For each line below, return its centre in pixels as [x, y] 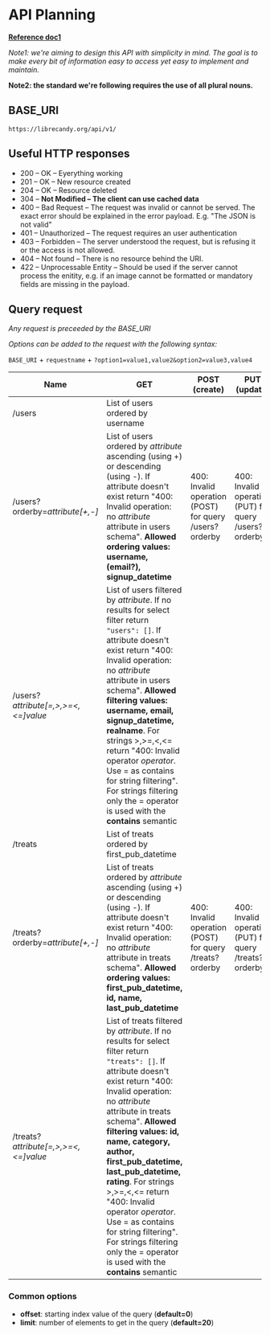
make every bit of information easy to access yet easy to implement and [129, 61]
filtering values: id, [143, 1132]
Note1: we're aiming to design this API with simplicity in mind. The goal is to [133, 52]
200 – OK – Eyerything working [71, 173]
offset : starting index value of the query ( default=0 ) [106, 1314]
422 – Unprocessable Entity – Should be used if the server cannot [129, 267]
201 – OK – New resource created [75, 182]
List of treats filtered [145, 1021]
